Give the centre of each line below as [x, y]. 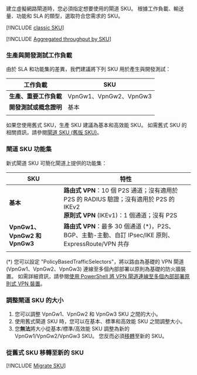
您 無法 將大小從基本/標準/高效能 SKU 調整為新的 [72, 328]
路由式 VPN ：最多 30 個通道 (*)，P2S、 [119, 226]
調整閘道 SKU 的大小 [35, 300]
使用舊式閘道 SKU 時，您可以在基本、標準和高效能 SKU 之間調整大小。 [100, 321]
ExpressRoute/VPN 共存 [97, 244]
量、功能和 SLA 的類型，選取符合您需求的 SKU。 [65, 16]
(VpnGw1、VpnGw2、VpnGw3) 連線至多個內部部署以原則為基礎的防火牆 [94, 269]
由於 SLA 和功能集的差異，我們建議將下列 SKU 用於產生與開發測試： [89, 69]
